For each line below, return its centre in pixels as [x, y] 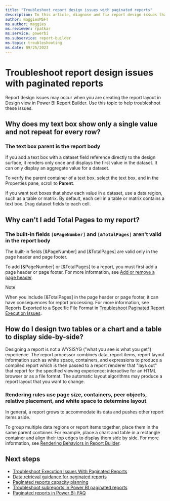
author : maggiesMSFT [27, 19]
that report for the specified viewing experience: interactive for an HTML [81, 370]
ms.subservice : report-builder [38, 38]
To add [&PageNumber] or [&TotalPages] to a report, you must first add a [81, 267]
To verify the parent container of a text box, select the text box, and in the [82, 178]
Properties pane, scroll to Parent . [40, 183]
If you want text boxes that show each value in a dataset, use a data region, [84, 193]
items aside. [18, 418]
